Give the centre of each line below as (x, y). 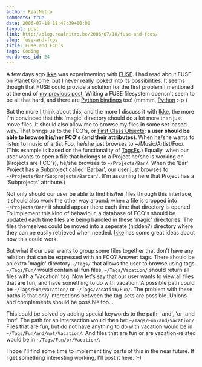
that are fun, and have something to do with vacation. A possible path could (100, 282)
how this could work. (32, 239)
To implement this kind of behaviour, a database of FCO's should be (91, 213)
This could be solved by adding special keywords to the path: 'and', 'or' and (100, 313)
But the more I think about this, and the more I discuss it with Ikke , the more (100, 111)
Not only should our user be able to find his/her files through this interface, (99, 193)
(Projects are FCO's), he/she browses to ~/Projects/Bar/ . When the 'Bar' (97, 163)
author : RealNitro (29, 12)
